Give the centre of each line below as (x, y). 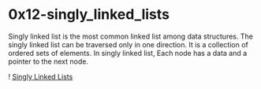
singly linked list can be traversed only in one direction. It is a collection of (128, 44)
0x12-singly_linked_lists (89, 15)
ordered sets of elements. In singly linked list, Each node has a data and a (128, 53)
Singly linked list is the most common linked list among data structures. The (131, 36)
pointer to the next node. (48, 61)
